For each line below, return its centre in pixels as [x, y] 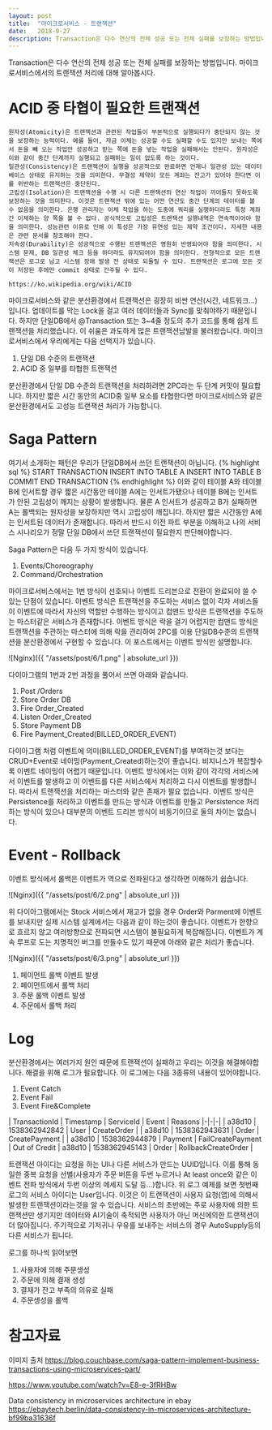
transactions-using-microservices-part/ [75, 1369]
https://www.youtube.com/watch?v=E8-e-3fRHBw [93, 1385]
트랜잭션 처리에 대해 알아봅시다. [106, 73]
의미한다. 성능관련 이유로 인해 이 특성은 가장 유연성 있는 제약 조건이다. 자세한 [133, 227]
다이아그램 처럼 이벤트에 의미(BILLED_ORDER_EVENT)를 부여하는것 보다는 [126, 751]
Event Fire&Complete [55, 1106]
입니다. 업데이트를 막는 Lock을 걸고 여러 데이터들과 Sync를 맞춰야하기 [119, 311]
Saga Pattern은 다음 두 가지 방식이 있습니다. [79, 549]
